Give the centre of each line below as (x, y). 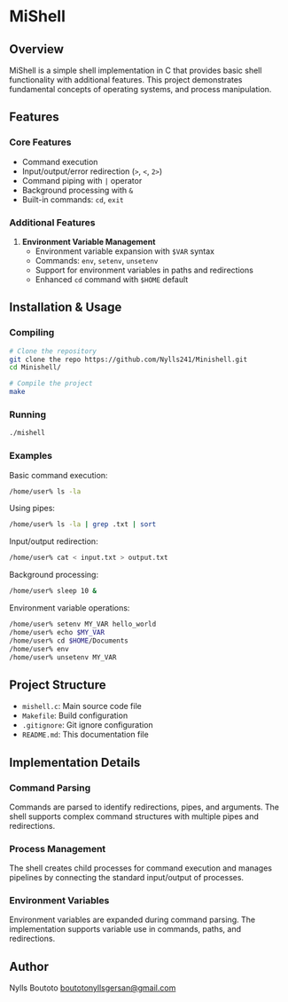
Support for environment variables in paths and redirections (144, 270)
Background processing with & (78, 190)
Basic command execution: (58, 475)
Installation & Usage (66, 308)
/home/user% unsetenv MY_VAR (63, 657)
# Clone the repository (53, 351)
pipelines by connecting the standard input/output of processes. (127, 878)
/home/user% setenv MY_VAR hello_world (83, 624)
